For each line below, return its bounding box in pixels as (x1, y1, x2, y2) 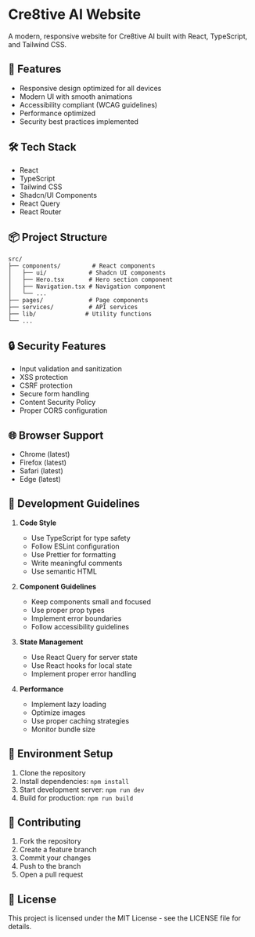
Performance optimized (19, 108, 96, 118)
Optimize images (31, 708, 86, 717)
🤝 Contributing (8, 816, 81, 829)
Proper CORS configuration (19, 406, 108, 415)
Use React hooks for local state (31, 661, 133, 670)
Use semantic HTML (31, 567, 98, 576)
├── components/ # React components (8, 262, 156, 270)
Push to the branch (19, 862, 81, 871)
